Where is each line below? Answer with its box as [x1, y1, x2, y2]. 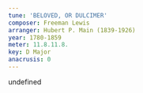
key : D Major [8, 48, 51, 56]
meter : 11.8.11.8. [8, 41, 69, 49]
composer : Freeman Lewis [8, 19, 90, 27]
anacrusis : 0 [8, 56, 51, 64]
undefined [8, 76, 42, 87]
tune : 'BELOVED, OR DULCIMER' [8, 11, 108, 20]
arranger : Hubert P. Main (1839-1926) [8, 26, 136, 34]
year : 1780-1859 [8, 33, 62, 42]
